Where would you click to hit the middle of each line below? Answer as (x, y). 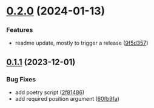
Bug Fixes (21, 79)
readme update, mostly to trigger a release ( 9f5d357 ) (82, 43)
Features (20, 30)
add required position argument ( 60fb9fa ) (67, 99)
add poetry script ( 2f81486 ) (50, 92)
